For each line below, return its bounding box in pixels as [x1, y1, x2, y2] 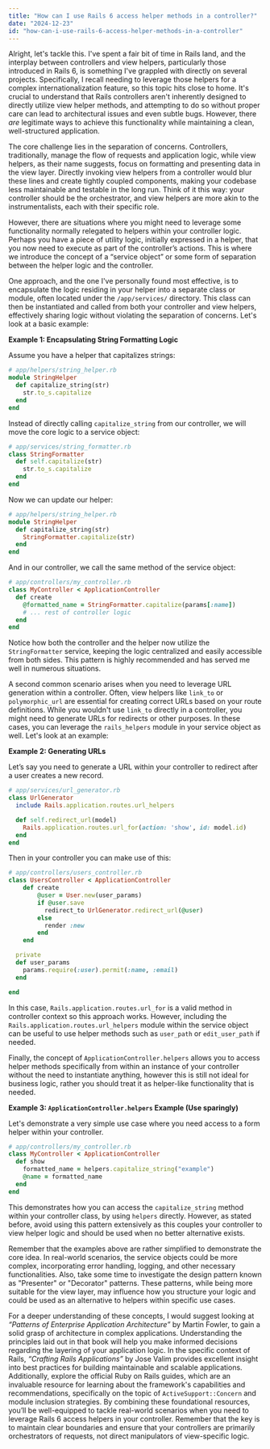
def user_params [15, 958, 70, 967]
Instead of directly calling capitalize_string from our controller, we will [8, 418, 247, 428]
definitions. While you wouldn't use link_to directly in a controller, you [8, 705, 243, 715]
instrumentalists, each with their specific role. [8, 202, 160, 212]
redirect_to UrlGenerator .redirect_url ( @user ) [44, 906, 204, 914]
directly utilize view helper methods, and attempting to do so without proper [8, 100, 260, 110]
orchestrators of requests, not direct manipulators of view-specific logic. [8, 1431, 250, 1441]
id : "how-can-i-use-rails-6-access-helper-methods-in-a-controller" [8, 27, 243, 35]
